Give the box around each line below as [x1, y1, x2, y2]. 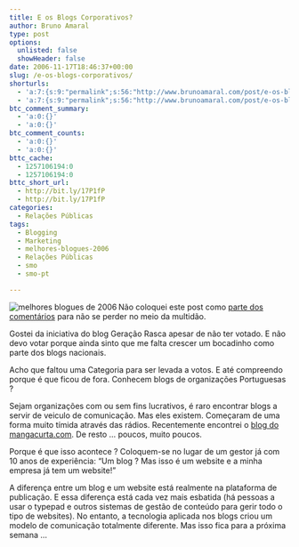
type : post [9, 29, 50, 38]
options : [9, 37, 42, 47]
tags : [9, 220, 29, 229]
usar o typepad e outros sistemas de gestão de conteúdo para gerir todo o [9, 501, 283, 511]
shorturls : [9, 79, 50, 88]
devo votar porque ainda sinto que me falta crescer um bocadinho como [9, 337, 275, 348]
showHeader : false [17, 54, 86, 63]
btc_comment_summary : [9, 104, 90, 113]
